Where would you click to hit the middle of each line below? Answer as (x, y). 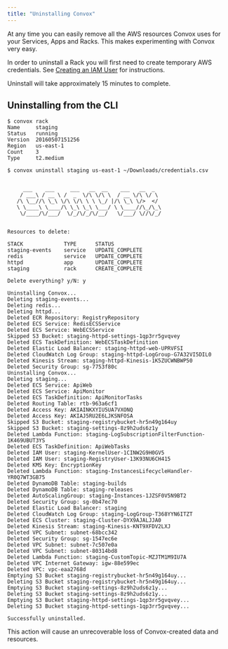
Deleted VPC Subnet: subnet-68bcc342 (62, 533)
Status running (33, 134)
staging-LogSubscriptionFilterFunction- (145, 435)
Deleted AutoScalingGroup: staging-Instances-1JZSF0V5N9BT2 (97, 496)
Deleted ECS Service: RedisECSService (64, 324)
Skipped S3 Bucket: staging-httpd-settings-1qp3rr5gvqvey (94, 336)
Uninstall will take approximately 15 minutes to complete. (89, 83)
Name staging (33, 128)
